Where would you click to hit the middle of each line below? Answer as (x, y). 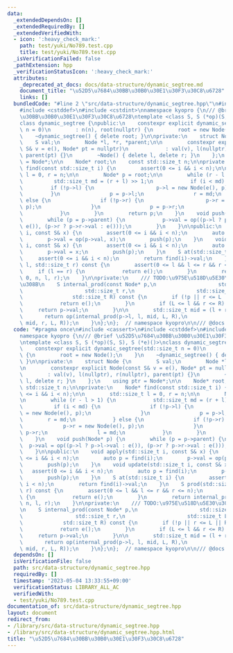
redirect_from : (29, 620)
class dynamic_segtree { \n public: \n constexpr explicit (107, 123)
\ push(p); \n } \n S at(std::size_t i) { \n (102, 478)
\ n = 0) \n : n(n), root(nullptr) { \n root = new (114, 130)
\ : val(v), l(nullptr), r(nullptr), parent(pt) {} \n (110, 374)
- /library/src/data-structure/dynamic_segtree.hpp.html (91, 632)
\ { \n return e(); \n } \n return (105, 497)
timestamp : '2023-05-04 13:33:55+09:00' (72, 581)
